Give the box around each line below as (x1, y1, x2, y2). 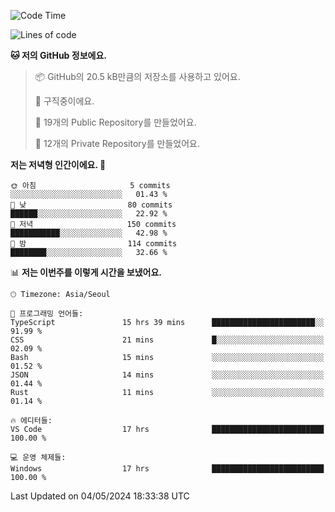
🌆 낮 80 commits (10, 200, 173, 210)
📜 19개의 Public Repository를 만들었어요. (34, 116, 197, 128)
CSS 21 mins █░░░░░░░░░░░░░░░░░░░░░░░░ (10, 335, 325, 345)
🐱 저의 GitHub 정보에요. (10, 50, 107, 61)
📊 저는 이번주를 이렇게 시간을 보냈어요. (10, 266, 163, 278)
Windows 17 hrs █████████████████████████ (10, 464, 325, 474)
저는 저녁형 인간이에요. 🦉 (10, 159, 107, 170)
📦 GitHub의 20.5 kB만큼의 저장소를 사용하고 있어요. (34, 71, 241, 82)
